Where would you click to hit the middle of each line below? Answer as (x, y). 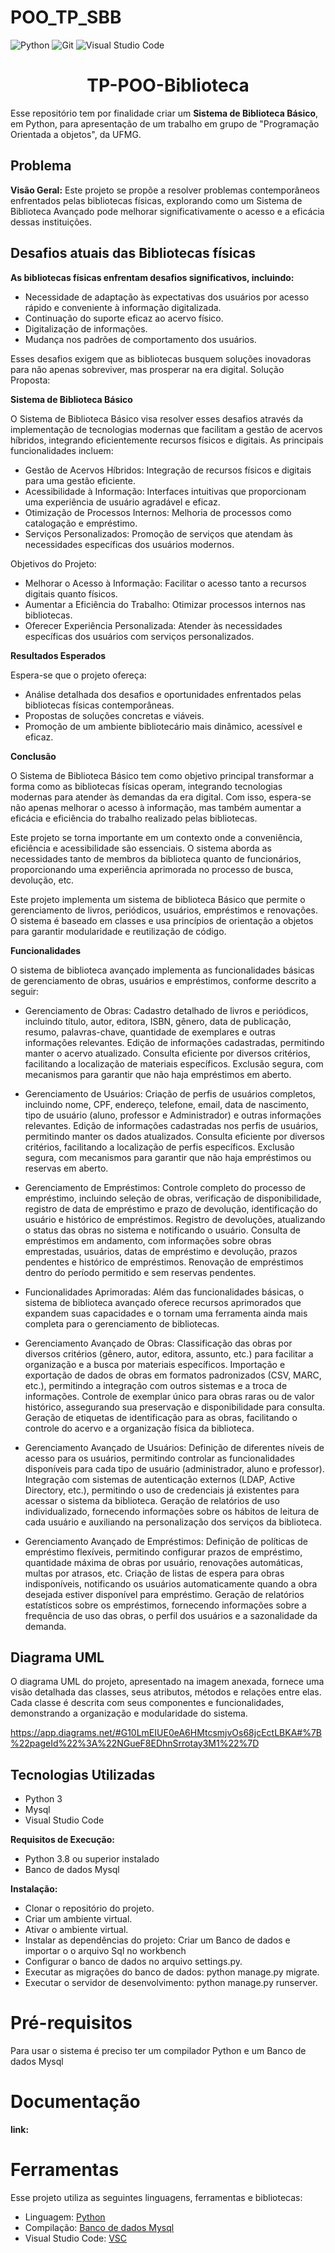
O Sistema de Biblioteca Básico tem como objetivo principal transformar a (162, 775)
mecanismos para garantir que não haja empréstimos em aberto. (158, 1074)
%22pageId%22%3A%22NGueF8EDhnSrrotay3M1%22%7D (135, 1743)
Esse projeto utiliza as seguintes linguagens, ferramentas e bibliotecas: (156, 2197)
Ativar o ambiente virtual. (76, 1930)
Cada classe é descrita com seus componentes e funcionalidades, (147, 1703)
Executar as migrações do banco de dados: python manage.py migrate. (172, 1972)
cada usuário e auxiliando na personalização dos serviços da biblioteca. (173, 1522)
